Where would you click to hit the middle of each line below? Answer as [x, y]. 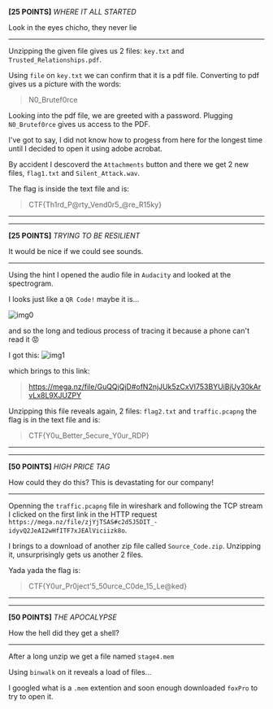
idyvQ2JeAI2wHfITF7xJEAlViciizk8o [67, 531]
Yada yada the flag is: [45, 570]
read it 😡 [24, 339]
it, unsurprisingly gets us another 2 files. [76, 554]
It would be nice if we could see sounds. [76, 251]
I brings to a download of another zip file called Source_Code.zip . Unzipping [135, 546]
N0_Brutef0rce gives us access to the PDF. [80, 124]
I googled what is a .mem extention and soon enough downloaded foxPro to [133, 688]
